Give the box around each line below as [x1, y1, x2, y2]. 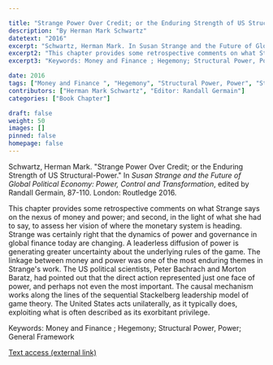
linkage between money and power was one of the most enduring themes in [8, 255, 263, 265]
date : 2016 [8, 72, 45, 80]
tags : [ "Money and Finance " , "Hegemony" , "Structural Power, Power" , [8, 79, 253, 87]
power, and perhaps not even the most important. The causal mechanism [8, 281, 253, 291]
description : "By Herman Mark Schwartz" [8, 26, 148, 35]
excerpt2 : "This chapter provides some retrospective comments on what [8, 50, 256, 58]
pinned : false [8, 132, 57, 140]
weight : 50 [8, 117, 45, 125]
